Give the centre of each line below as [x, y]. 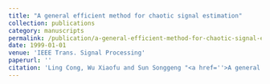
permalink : [27, 38]
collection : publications [51, 23]
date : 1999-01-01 [37, 46]
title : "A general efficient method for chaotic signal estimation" [125, 16]
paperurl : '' [30, 61]
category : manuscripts [46, 30]
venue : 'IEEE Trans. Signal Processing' [77, 53]
